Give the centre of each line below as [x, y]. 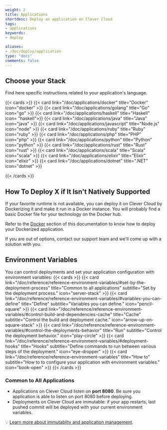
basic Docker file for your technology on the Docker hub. [64, 214]
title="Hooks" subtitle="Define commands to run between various [88, 346]
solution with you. [23, 244]
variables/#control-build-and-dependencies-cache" [59, 314]
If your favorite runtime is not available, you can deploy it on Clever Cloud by [84, 204]
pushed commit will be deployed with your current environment [78, 407]
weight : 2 [15, 10]
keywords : [15, 33]
